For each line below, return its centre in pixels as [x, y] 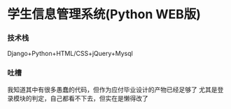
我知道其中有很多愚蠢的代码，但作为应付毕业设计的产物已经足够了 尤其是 [112, 89]
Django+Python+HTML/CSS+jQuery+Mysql [70, 54]
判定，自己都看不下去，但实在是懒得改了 [90, 98]
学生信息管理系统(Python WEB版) [104, 14]
